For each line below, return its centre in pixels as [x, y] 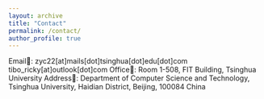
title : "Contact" [38, 23]
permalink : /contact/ [45, 31]
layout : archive [36, 16]
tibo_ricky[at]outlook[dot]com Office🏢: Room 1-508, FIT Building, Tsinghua [132, 70]
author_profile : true [45, 38]
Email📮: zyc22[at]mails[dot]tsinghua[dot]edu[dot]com [98, 61]
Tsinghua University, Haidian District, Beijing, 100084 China [107, 87]
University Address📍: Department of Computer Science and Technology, [129, 78]
